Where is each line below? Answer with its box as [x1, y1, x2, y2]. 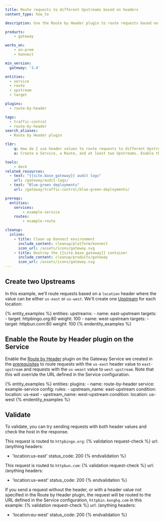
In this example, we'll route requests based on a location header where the [5, 290, 157, 297]
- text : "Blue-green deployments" [9, 182, 80, 188]
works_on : [5, 43, 25, 48]
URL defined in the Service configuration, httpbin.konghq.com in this [5, 497, 142, 503]
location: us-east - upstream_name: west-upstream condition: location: [5, 391, 148, 397]
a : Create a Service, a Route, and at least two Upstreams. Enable [14, 150, 154, 156]
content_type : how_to [5, 12, 49, 17]
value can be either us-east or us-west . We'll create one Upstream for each [5, 296, 156, 301]
